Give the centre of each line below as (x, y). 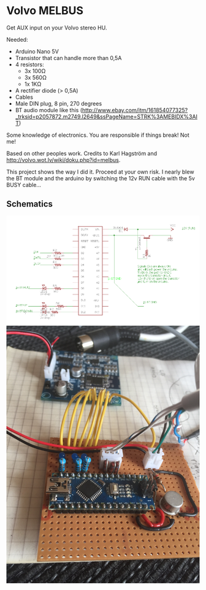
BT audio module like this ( (49, 110)
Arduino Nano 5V (37, 51)
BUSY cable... (24, 185)
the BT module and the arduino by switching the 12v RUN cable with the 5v (101, 178)
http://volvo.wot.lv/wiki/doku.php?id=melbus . (63, 159)
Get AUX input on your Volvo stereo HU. (57, 28)
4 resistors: (29, 64)
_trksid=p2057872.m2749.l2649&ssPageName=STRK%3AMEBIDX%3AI (106, 117)
